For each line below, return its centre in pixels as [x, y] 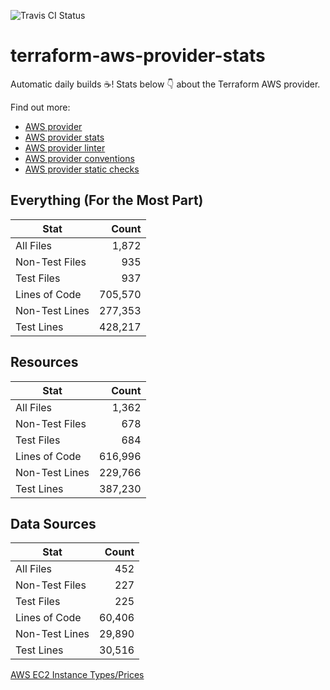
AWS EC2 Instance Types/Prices [77, 675]
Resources [44, 362]
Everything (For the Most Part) [107, 200]
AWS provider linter [65, 147]
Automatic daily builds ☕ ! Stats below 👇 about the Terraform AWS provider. [165, 84]
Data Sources [53, 523]
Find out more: [40, 107]
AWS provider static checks [82, 169]
